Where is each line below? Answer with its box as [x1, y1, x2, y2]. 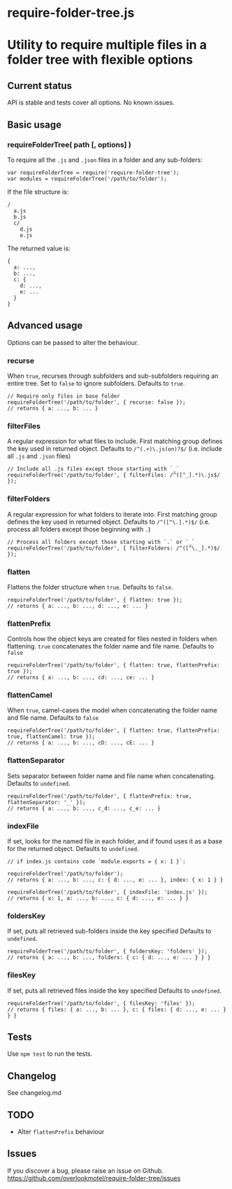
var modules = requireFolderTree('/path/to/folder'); [7, 175, 168, 182]
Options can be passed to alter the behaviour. [7, 338, 139, 346]
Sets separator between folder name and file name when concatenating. [7, 771, 216, 780]
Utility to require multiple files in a [7, 37, 208, 53]
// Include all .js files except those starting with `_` [7, 466, 180, 473]
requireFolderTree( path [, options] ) [7, 140, 131, 149]
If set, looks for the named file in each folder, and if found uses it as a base [7, 837, 222, 845]
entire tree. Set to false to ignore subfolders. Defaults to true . [7, 379, 185, 387]
